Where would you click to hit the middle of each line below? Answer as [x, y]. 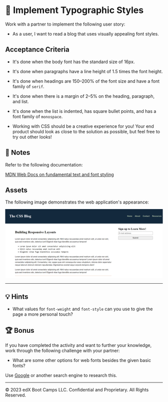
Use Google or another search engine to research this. [61, 375]
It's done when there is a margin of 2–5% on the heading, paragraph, [83, 96]
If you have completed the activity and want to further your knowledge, [78, 345]
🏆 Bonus [20, 331]
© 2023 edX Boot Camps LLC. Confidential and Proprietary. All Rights [77, 389]
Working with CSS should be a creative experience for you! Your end [83, 126]
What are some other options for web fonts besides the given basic [82, 360]
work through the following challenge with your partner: [62, 350]
